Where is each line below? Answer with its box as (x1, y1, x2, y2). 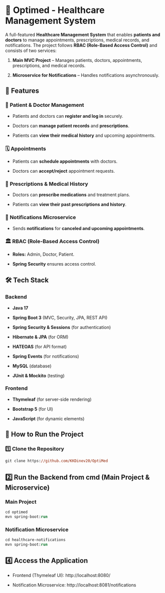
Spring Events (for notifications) (12, 353, 79, 359)
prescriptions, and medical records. (12, 62, 86, 68)
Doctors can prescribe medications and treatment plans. (12, 192, 131, 198)
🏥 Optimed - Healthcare (5, 4, 105, 16)
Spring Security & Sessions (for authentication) (12, 324, 111, 330)
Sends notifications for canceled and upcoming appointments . (12, 225, 145, 231)
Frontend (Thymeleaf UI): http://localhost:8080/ (12, 572, 111, 578)
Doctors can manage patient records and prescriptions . (12, 122, 130, 129)
